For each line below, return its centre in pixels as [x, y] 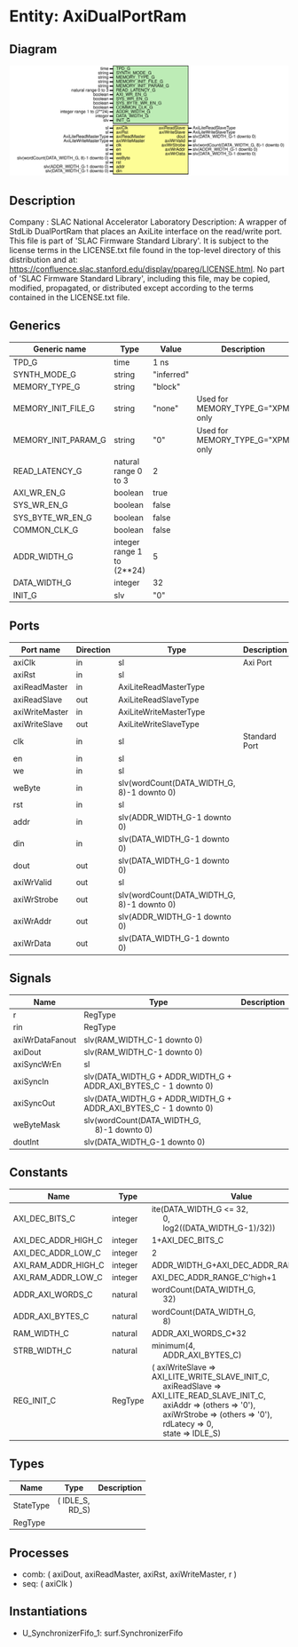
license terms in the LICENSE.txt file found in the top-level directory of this [145, 250]
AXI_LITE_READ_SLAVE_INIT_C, [208, 1396]
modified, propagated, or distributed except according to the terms [132, 288]
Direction [93, 649]
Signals [30, 978]
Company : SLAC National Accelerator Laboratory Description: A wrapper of [148, 222]
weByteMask [36, 1125]
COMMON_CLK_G [46, 529]
